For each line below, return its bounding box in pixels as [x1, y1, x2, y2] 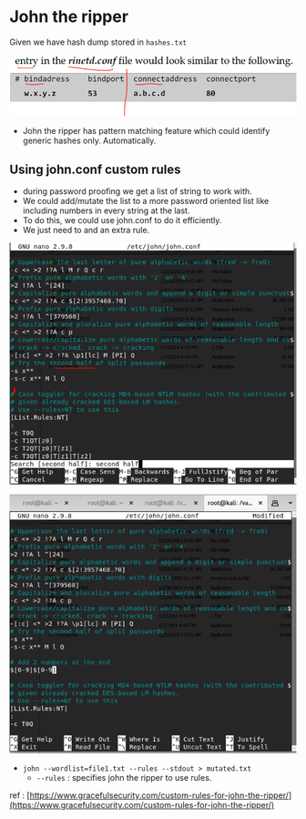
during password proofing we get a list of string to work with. [22, 185, 252, 197]
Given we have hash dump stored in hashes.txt [9, 36, 188, 47]
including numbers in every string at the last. [22, 205, 190, 216]
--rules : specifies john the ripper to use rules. [36, 773, 212, 783]
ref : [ [9, 790, 30, 801]
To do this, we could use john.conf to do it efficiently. [22, 214, 222, 225]
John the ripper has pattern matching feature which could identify [22, 126, 270, 137]
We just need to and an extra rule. [22, 224, 150, 235]
